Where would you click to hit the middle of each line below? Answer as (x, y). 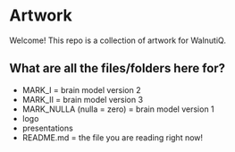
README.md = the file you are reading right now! (113, 137)
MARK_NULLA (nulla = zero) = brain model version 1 (118, 109)
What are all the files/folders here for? (117, 68)
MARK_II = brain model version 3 (83, 99)
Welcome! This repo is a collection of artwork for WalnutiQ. (117, 40)
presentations (47, 128)
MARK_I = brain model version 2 (81, 89)
